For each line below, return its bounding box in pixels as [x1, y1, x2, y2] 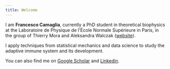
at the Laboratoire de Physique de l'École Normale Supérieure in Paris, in [5, 27, 159, 33]
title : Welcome [5, 7, 38, 13]
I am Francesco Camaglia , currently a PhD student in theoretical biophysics [5, 21, 165, 28]
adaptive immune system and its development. [5, 48, 104, 54]
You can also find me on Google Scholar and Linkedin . [5, 57, 120, 64]
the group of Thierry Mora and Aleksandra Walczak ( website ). [5, 32, 136, 38]
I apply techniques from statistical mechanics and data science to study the [5, 42, 165, 49]
